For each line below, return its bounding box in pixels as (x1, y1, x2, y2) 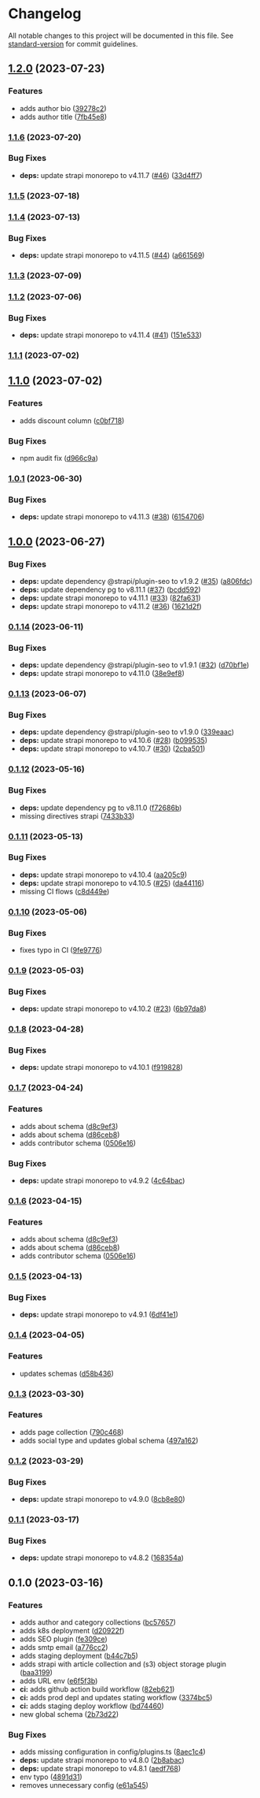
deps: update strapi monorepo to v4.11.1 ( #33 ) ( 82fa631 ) (19, 593, 201, 603)
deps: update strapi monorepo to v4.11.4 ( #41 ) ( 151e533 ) (19, 330, 203, 340)
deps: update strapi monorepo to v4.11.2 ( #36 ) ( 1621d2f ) (19, 601, 202, 611)
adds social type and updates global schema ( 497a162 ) (19, 1436, 199, 1445)
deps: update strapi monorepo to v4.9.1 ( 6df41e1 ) (19, 1309, 179, 1320)
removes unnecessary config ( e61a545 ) (19, 1781, 149, 1790)
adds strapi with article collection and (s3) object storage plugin (19, 1659, 226, 1669)
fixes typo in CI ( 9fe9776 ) (19, 945, 103, 955)
